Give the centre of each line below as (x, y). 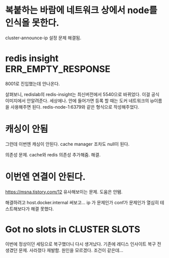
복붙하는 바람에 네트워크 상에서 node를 (81, 10)
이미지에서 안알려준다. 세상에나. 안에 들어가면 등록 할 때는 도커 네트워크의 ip (80, 101)
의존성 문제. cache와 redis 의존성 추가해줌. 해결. (53, 154)
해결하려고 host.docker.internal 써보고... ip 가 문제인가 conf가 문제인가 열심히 (82, 202)
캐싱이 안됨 (27, 129)
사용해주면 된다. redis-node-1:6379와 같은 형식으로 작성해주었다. (75, 107)
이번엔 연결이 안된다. (45, 177)
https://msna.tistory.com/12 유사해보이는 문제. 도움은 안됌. (64, 192)
